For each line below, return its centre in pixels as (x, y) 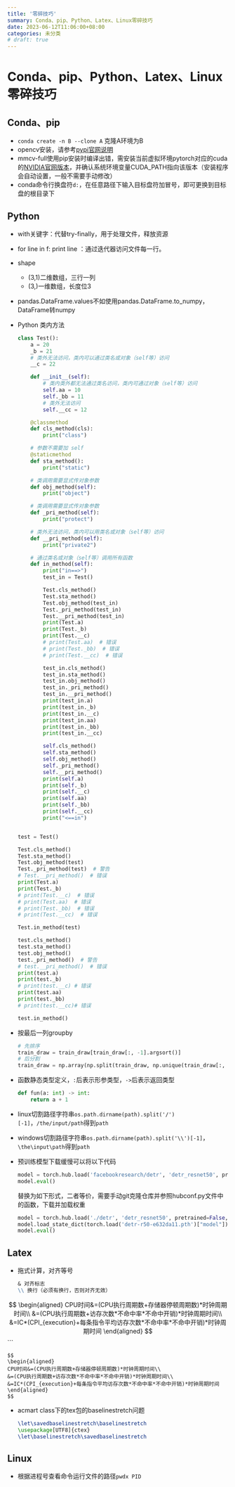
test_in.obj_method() (75, 681)
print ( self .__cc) (68, 812)
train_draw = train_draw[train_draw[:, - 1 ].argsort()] (99, 1053)
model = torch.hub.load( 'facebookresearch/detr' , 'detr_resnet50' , (118, 1175)
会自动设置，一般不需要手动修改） (67, 176)
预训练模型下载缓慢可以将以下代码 (67, 1161)
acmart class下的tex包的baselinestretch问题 (81, 1410)
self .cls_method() (70, 746)
